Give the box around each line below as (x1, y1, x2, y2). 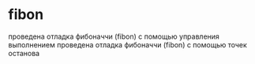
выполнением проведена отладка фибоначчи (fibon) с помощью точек (8, 40, 247, 49)
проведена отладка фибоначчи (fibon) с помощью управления (8, 32, 219, 41)
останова (8, 48, 40, 58)
